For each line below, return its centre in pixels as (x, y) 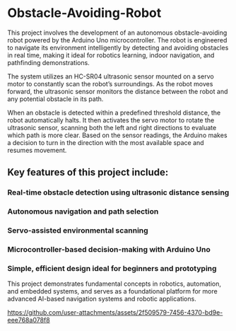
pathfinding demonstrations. (48, 62)
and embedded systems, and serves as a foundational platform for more (112, 291)
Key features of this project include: (88, 172)
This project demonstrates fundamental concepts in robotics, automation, (114, 284)
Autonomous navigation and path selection (83, 211)
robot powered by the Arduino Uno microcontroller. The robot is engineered (117, 40)
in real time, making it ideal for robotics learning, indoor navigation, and (111, 55)
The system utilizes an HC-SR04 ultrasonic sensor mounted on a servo (111, 76)
